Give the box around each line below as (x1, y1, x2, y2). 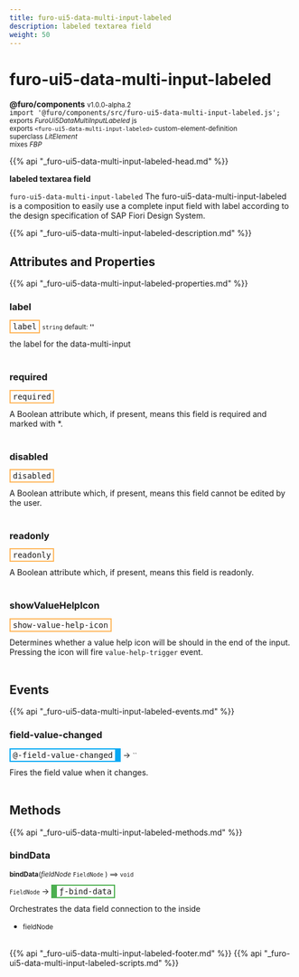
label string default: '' (13, 322, 95, 332)
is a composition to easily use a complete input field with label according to (9, 201, 289, 212)
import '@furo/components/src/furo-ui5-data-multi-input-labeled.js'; (9, 109, 281, 118)
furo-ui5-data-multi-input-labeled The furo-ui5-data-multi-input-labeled (9, 191, 287, 202)
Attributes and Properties (9, 254, 155, 270)
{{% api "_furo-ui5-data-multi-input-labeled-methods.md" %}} (9, 827, 243, 838)
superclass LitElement (9, 132, 79, 141)
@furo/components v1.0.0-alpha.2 (9, 99, 132, 109)
